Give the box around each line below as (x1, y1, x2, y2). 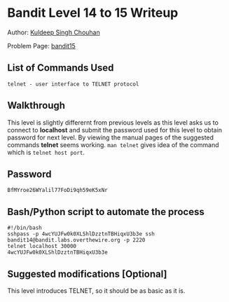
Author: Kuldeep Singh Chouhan (7, 28, 100, 36)
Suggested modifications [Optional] (7, 268, 167, 280)
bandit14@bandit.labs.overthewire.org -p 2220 (7, 237, 146, 244)
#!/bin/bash (7, 224, 42, 232)
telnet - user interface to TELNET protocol (7, 81, 139, 88)
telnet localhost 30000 (7, 243, 77, 250)
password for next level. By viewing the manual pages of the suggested (7, 133, 214, 142)
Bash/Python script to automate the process (7, 205, 204, 218)
